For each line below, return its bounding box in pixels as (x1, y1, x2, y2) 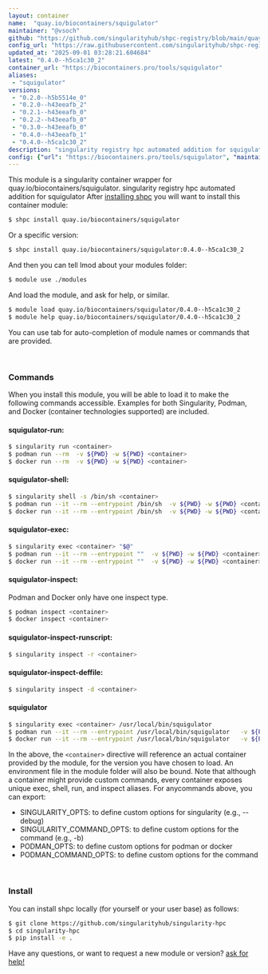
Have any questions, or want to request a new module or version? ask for (8, 948, 249, 958)
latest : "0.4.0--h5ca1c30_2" (8, 57, 105, 65)
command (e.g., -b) (19, 833, 85, 843)
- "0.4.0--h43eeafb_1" (11, 130, 88, 138)
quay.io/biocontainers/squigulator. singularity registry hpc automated (8, 183, 235, 193)
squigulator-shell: (8, 475, 69, 485)
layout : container (8, 11, 69, 20)
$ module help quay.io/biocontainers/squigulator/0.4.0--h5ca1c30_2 (8, 313, 241, 321)
